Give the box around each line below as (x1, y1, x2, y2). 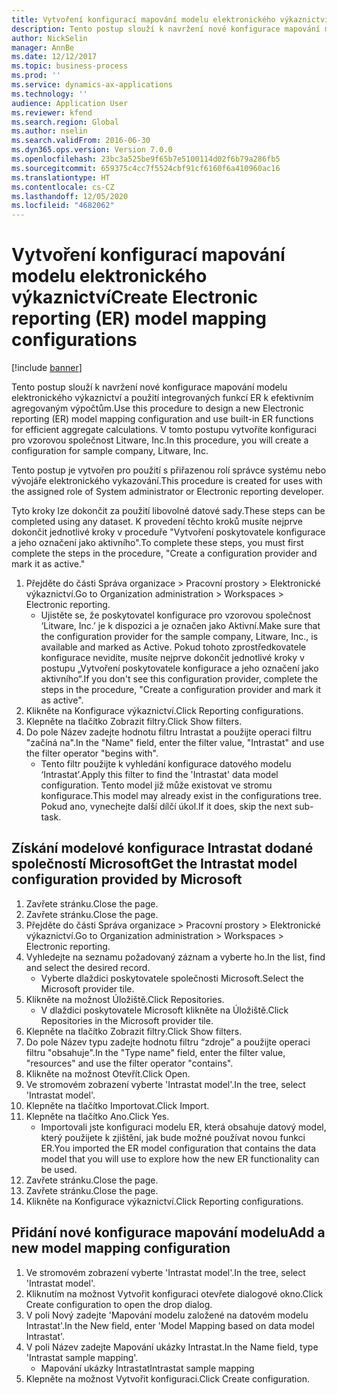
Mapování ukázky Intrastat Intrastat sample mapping (40, 1362, 255, 1374)
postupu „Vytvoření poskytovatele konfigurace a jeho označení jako (40, 662, 319, 675)
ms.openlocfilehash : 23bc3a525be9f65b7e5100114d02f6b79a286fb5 (11, 154, 281, 164)
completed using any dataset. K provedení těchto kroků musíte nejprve (11, 516, 303, 528)
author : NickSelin (11, 33, 88, 43)
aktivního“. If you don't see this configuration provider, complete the (40, 673, 318, 685)
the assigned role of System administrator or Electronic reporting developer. (11, 486, 324, 498)
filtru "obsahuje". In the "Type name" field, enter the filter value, (25, 1046, 286, 1058)
